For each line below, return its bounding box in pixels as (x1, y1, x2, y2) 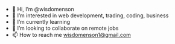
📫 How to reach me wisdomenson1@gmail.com (11, 32, 132, 38)
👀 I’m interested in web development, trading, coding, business (11, 12, 169, 19)
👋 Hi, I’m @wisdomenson (11, 6, 74, 12)
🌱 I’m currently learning (11, 18, 71, 25)
